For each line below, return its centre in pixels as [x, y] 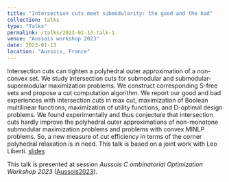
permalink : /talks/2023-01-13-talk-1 [61, 32]
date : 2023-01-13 [32, 45]
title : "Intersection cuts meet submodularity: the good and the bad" [110, 13]
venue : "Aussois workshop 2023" [53, 39]
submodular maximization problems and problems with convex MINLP [106, 129]
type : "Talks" [27, 26]
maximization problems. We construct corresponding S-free [133, 86]
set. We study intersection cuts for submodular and [101, 78]
